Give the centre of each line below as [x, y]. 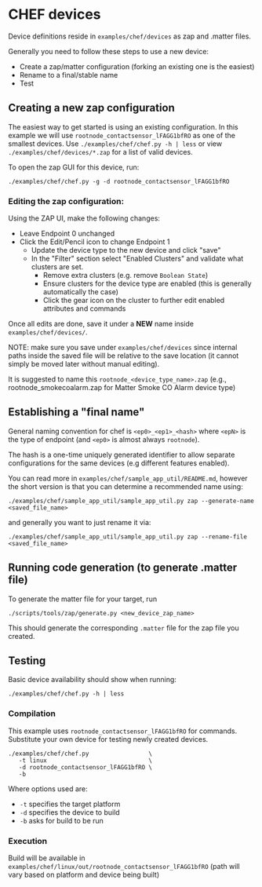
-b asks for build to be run [62, 820]
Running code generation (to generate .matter [123, 568]
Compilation [32, 714]
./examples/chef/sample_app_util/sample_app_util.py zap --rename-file [127, 537]
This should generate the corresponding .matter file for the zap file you [124, 628]
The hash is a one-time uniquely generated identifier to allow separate [122, 454]
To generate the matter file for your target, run [83, 599]
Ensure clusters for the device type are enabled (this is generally [147, 283]
